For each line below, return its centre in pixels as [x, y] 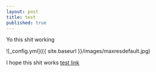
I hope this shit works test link [43, 62]
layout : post [22, 12]
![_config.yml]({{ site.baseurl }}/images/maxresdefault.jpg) [78, 51]
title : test [21, 17]
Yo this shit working [30, 40]
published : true [26, 23]
